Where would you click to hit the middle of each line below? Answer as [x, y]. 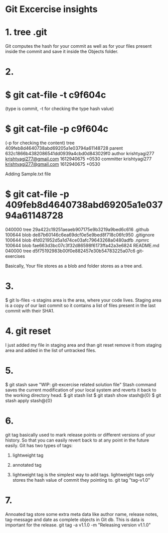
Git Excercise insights [51, 9]
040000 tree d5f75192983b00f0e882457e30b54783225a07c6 [70, 251]
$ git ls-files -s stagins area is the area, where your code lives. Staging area [83, 300]
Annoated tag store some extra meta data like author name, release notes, [82, 514]
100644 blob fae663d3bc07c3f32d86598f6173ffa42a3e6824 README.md [82, 246]
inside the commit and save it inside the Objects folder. [62, 52]
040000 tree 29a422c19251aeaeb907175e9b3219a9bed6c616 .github [77, 230]
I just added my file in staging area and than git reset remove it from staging [83, 345]
